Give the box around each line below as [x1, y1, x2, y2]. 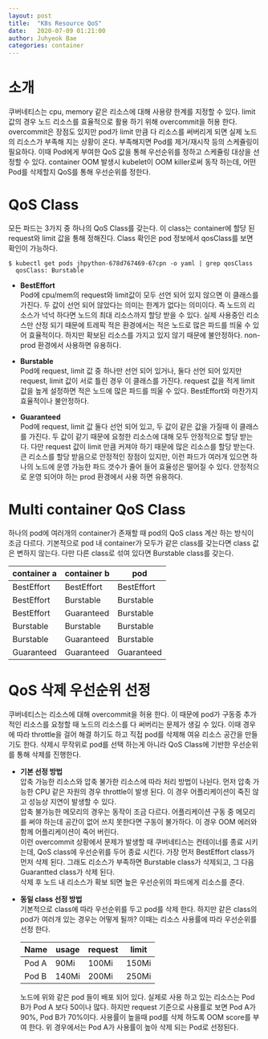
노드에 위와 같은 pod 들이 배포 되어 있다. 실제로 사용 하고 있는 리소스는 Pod [19, 992, 255, 1001]
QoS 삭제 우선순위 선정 [8, 681, 151, 700]
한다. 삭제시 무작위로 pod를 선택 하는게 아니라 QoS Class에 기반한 [22, 739, 231, 749]
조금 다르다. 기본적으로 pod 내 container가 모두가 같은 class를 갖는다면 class [8, 538, 251, 547]
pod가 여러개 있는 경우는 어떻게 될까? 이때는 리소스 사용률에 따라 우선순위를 [19, 914, 258, 924]
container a [12, 567, 58, 579]
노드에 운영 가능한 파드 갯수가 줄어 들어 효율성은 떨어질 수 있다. [35, 462, 232, 471]
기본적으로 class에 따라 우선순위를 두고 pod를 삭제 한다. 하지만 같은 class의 [19, 904, 258, 914]
